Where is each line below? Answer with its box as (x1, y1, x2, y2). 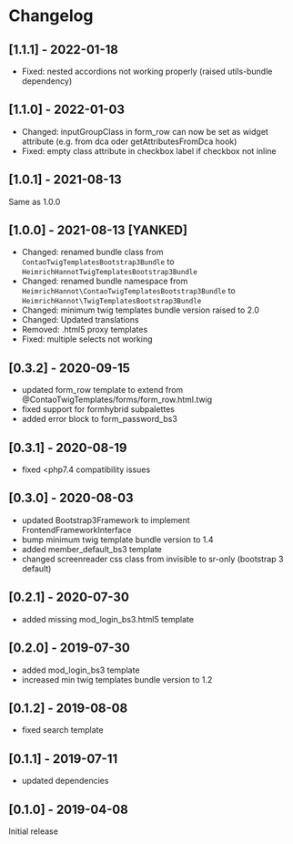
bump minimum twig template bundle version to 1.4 (21, 534, 215, 545)
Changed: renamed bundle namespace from (21, 275, 188, 287)
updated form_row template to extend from (21, 385, 184, 396)
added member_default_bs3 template (21, 543, 163, 554)
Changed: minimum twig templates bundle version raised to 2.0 (21, 304, 260, 315)
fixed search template (21, 725, 104, 736)
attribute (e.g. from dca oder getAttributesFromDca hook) (21, 136, 237, 147)
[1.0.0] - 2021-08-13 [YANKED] (8, 222, 188, 238)
